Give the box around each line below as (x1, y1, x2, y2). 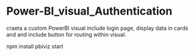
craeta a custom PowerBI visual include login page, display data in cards (6, 24, 189, 32)
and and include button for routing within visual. (6, 30, 127, 38)
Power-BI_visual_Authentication (6, 4, 173, 18)
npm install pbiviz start (6, 43, 63, 50)
